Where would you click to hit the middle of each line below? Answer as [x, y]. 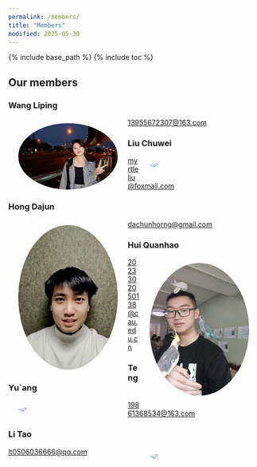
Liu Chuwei [150, 143]
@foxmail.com [151, 186]
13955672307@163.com [167, 123]
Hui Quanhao [154, 245]
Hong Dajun [31, 207]
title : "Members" [37, 25]
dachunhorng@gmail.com [170, 224]
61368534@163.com [162, 414]
